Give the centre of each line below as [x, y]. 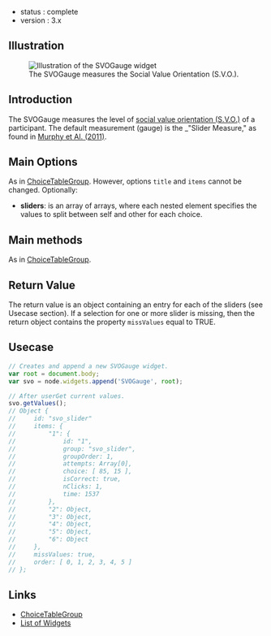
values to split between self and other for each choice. [111, 214]
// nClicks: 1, [56, 487]
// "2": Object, [50, 509]
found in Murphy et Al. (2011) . [58, 136]
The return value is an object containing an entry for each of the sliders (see [136, 305]
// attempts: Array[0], [70, 464]
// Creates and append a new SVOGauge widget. [88, 366]
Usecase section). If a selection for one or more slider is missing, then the [132, 314]
